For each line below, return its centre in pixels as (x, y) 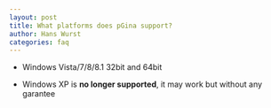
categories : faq (39, 42)
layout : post (33, 17)
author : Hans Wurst (45, 34)
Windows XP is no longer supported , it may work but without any (142, 84)
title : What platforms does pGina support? (91, 26)
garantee (39, 94)
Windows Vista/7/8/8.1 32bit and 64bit (92, 67)
